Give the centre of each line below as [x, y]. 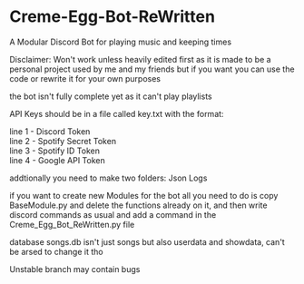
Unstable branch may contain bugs [75, 269]
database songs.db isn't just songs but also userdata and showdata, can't [147, 241]
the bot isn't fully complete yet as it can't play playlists [111, 96]
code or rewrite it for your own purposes [85, 78]
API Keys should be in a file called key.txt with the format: [117, 113]
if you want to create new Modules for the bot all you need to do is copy [144, 195]
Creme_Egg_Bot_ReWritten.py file [72, 224]
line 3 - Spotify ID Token [54, 151]
